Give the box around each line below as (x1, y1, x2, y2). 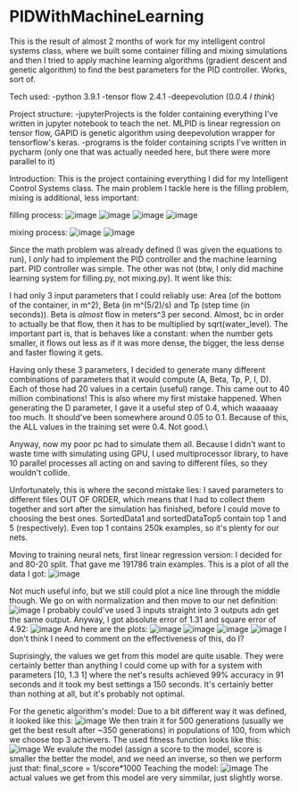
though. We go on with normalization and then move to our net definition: (9, 594, 278, 605)
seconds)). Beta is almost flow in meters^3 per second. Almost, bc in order (9, 308, 284, 319)
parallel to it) (9, 156, 55, 166)
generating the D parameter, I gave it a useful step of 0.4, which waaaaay (9, 402, 278, 413)
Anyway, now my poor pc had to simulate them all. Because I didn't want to (9, 438, 286, 449)
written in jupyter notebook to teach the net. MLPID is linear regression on (9, 118, 281, 129)
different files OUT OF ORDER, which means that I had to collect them (9, 493, 266, 504)
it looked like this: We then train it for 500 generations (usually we (9, 715, 284, 726)
